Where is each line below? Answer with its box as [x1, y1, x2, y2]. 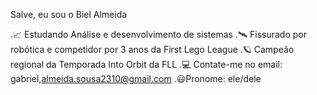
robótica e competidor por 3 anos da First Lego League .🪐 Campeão [10, 44, 295, 55]
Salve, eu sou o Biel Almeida [10, 9, 128, 20]
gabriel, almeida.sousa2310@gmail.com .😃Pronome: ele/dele [10, 73, 262, 84]
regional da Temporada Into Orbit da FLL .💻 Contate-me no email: [10, 59, 283, 70]
